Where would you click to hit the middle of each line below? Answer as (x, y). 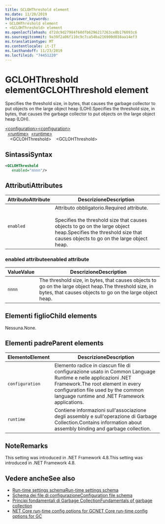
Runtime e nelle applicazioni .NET (93, 377)
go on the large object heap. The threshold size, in (96, 286)
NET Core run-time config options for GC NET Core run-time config (80, 511)
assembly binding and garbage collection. (103, 428)
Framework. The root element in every (98, 384)
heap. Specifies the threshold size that (98, 232)
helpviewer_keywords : (27, 19)
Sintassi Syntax (29, 154)
